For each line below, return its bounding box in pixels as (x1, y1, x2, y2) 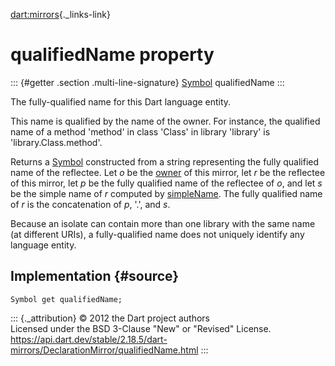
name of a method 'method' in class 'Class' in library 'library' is (10, 125, 271, 138)
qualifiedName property (10, 44, 215, 66)
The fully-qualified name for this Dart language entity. (10, 95, 232, 108)
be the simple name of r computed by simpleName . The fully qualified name (10, 187, 323, 199)
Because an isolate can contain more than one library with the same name (10, 217, 316, 229)
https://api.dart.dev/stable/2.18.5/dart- (10, 333, 168, 345)
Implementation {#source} (10, 268, 180, 285)
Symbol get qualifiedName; (10, 294, 123, 304)
